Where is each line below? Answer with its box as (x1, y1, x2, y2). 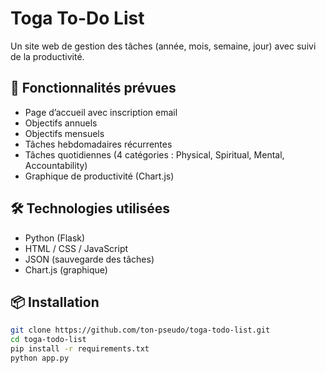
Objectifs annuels (24, 117, 98, 129)
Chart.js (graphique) (24, 263, 108, 276)
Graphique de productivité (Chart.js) (24, 170, 175, 182)
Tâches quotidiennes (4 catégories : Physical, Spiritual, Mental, (24, 148, 285, 161)
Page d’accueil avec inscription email (24, 106, 178, 118)
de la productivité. (10, 50, 85, 62)
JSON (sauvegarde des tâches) (24, 253, 155, 265)
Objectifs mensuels (24, 127, 105, 139)
